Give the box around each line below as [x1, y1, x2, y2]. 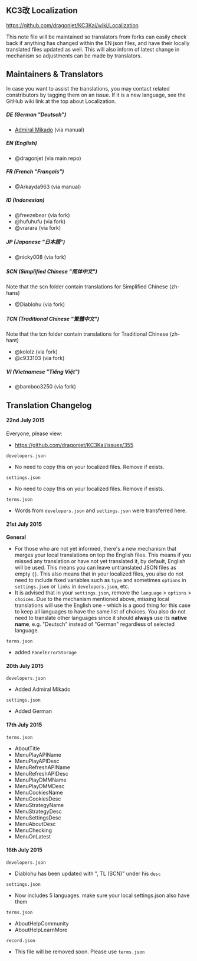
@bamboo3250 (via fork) [14, 383, 77, 390]
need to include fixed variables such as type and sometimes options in [14, 577, 186, 584]
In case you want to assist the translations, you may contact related [6, 85, 170, 92]
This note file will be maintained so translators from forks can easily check [6, 33, 187, 40]
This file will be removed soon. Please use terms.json [14, 948, 145, 955]
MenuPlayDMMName [14, 776, 67, 783]
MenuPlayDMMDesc [14, 782, 65, 789]
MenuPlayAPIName [14, 751, 62, 758]
